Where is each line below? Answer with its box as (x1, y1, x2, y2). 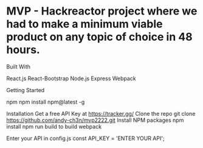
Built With (6, 62, 30, 70)
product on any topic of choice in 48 (6, 30, 193, 44)
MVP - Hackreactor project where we (6, 4, 198, 18)
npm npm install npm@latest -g (6, 98, 85, 106)
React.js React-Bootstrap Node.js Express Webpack (6, 75, 137, 82)
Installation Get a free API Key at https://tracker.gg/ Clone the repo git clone (6, 110, 196, 117)
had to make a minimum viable (6, 17, 163, 31)
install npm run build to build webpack (6, 123, 102, 130)
